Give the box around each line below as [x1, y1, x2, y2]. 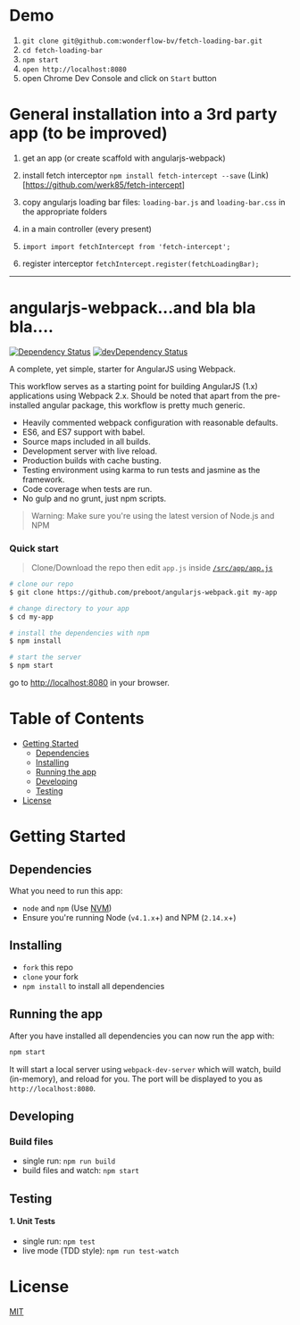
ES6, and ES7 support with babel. [21, 426, 146, 437]
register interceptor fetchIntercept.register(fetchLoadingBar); [21, 258, 260, 269]
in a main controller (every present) [21, 223, 152, 234]
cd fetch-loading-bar [21, 46, 103, 54]
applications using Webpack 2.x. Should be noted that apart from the [9, 390, 263, 401]
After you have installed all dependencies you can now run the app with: [9, 1030, 275, 1041]
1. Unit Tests [9, 1216, 56, 1227]
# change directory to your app [9, 604, 129, 612]
